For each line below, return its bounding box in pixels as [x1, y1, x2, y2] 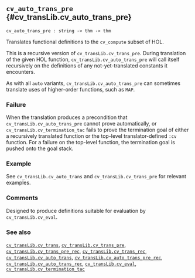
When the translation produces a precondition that [6, 114, 128, 121]
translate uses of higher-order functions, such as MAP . [6, 86, 135, 93]
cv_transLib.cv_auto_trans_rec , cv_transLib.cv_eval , [6, 260, 136, 267]
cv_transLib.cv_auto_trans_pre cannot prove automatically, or [6, 120, 157, 127]
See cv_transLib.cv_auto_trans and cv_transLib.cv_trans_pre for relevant [6, 173, 186, 180]
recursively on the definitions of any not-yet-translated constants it [6, 62, 168, 69]
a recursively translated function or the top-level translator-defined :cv [6, 133, 177, 140]
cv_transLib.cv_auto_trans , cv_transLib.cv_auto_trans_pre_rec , [6, 254, 163, 260]
